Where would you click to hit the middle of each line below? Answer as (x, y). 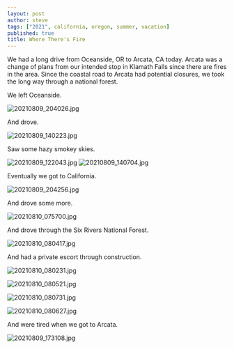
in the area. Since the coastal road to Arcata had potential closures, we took (116, 75)
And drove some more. (40, 203)
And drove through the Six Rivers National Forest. (78, 230)
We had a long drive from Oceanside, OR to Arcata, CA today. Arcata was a (115, 59)
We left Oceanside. (34, 95)
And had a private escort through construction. (75, 257)
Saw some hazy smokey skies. (51, 149)
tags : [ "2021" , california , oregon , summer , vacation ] (88, 26)
